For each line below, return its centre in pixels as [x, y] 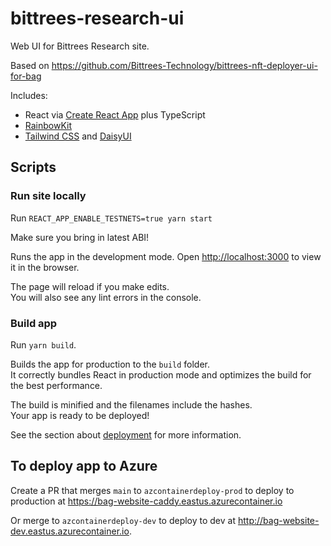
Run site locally [48, 196]
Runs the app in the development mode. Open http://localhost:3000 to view [166, 256]
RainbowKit [48, 125]
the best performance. [56, 385]
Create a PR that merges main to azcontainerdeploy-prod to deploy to [152, 490]
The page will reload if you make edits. [90, 286]
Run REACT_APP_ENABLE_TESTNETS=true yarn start [111, 218]
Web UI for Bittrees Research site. [80, 46]
